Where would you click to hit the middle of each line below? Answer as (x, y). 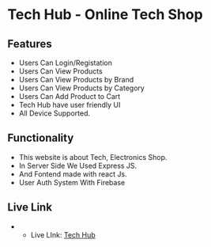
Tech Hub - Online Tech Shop (105, 15)
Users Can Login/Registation (65, 63)
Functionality (41, 138)
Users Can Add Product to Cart (70, 96)
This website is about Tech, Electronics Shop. (93, 157)
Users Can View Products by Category (82, 88)
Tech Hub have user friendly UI (70, 105)
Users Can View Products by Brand (76, 80)
